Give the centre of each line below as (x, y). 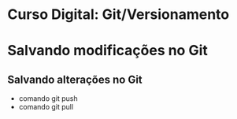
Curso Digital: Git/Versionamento (119, 15)
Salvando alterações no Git (75, 79)
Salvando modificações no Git (107, 51)
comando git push (48, 99)
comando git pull (46, 107)
